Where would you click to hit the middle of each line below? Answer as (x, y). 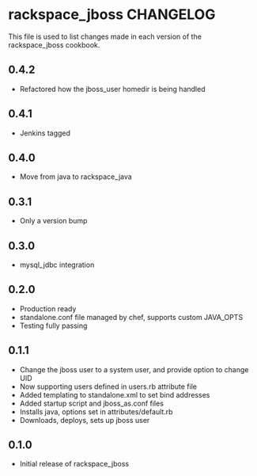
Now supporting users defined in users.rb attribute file (108, 387)
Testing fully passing (53, 326)
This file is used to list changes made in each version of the (105, 36)
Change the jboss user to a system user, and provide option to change (134, 369)
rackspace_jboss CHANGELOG (112, 15)
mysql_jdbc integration (57, 265)
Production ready (48, 308)
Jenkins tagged (45, 133)
